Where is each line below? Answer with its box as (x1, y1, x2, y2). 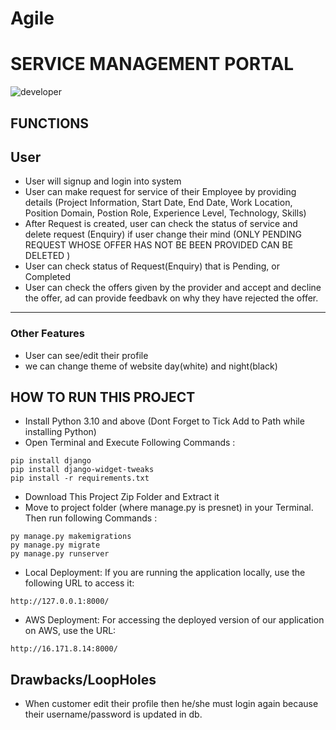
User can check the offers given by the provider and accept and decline (24, 282, 322, 294)
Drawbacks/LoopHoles (10, 671, 157, 688)
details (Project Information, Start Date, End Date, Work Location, (24, 197, 293, 209)
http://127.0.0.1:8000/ (10, 597, 110, 607)
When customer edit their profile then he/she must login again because (24, 698, 319, 710)
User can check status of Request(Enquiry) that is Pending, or (24, 260, 280, 272)
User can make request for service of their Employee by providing (24, 186, 297, 198)
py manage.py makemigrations (10, 532, 132, 542)
